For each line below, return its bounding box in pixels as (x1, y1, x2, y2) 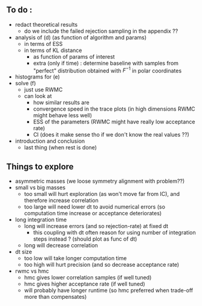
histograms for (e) (15, 73, 60, 80)
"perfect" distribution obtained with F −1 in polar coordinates (33, 66, 182, 74)
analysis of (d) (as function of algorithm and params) (15, 33, 147, 41)
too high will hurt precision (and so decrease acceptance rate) (24, 261, 180, 269)
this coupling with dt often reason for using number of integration (33, 229, 196, 236)
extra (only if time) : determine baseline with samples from (33, 59, 179, 67)
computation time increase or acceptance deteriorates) (24, 210, 162, 217)
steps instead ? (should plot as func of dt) (33, 235, 137, 243)
